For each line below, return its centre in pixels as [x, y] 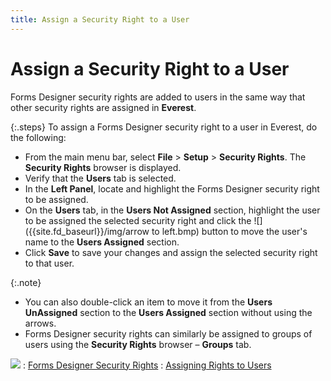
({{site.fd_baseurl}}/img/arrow [87, 231]
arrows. [40, 323]
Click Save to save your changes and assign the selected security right [171, 252]
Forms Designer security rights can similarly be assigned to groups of [168, 333]
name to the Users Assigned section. [102, 242]
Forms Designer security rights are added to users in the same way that [158, 97]
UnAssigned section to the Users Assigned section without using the [168, 312]
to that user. [49, 263]
